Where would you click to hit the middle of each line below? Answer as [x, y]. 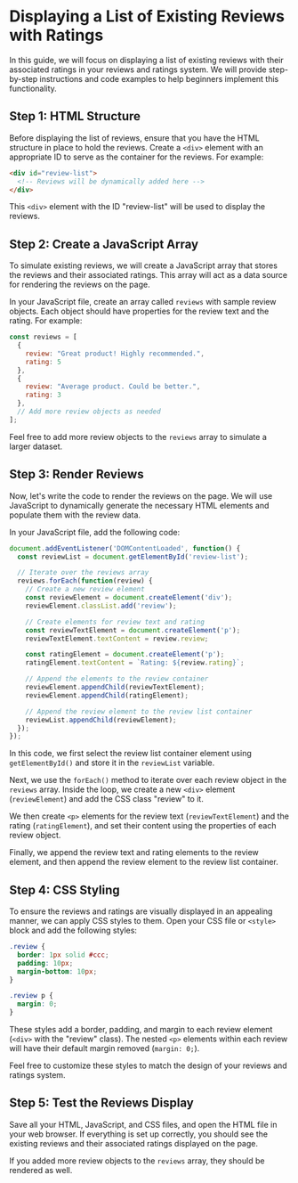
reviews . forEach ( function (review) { [85, 581]
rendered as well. [41, 1170]
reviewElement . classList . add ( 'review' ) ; [101, 606]
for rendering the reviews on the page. [80, 285]
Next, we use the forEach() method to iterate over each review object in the [148, 780]
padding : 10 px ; [45, 963]
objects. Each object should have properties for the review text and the [139, 311]
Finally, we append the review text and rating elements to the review [134, 853]
